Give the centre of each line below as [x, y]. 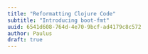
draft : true [25, 40]
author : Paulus [30, 33]
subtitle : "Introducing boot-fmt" [59, 20]
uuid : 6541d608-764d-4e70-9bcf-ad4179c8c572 [74, 27]
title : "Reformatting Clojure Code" [62, 14]
